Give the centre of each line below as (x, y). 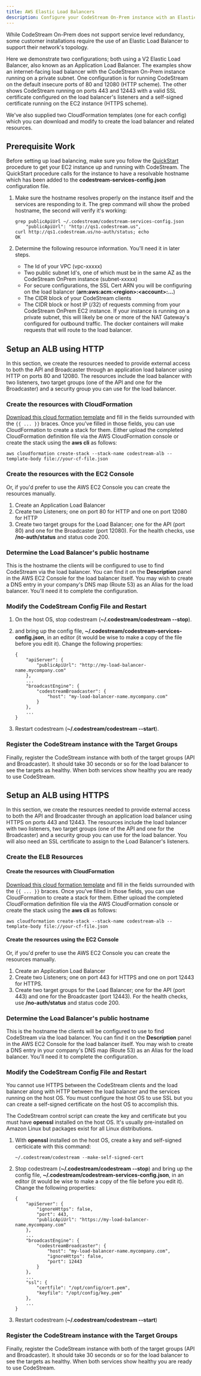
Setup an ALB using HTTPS (58, 795)
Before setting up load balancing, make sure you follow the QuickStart (92, 161)
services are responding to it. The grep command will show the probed (102, 204)
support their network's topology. (47, 47)
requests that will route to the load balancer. (78, 330)
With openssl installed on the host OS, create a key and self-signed (98, 1140)
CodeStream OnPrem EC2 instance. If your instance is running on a (107, 311)
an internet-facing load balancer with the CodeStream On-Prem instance (96, 71)
